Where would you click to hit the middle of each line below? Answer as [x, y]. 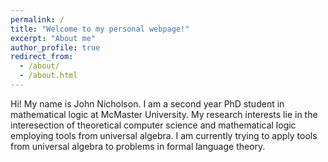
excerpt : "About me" [53, 38]
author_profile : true [55, 47]
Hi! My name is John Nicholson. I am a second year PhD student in [147, 103]
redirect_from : [42, 57]
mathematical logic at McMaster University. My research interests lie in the [164, 114]
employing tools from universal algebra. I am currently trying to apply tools [164, 135]
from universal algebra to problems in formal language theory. [138, 146]
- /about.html [48, 76]
